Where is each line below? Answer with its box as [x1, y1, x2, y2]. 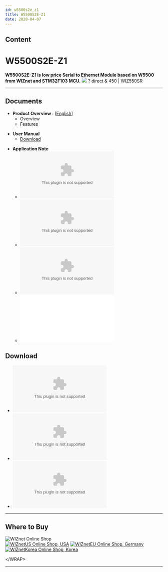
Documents [5, 97, 42, 106]
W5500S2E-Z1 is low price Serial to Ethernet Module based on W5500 [5, 72, 154, 78]
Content [5, 35, 31, 44]
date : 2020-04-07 [5, 17, 41, 22]
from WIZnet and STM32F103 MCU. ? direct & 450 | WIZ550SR [5, 78, 143, 84]
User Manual [12, 131, 40, 137]
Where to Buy [5, 522, 48, 531]
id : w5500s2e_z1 [5, 7, 39, 13]
